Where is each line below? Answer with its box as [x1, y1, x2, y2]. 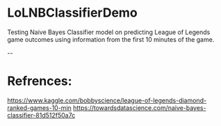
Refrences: [7, 73, 72, 89]
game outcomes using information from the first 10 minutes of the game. [7, 35, 215, 43]
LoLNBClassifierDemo [7, 5, 138, 21]
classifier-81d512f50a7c [7, 111, 76, 119]
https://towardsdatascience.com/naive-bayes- [72, 103, 206, 112]
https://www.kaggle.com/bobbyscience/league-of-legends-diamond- [7, 96, 207, 104]
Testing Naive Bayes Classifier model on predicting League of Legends [7, 28, 211, 36]
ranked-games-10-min [7, 103, 72, 112]
